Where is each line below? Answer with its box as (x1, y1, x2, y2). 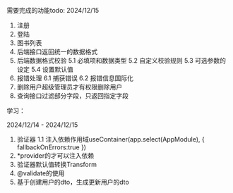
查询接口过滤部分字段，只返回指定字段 (16, 92, 129, 100)
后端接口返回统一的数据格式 (16, 48, 98, 56)
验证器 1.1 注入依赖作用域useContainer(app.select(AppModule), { (16, 135, 205, 143)
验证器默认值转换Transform (16, 161, 97, 168)
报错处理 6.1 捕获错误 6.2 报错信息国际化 (16, 74, 134, 82)
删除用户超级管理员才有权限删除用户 (16, 83, 123, 91)
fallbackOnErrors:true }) (16, 143, 86, 151)
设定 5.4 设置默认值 (16, 66, 73, 73)
